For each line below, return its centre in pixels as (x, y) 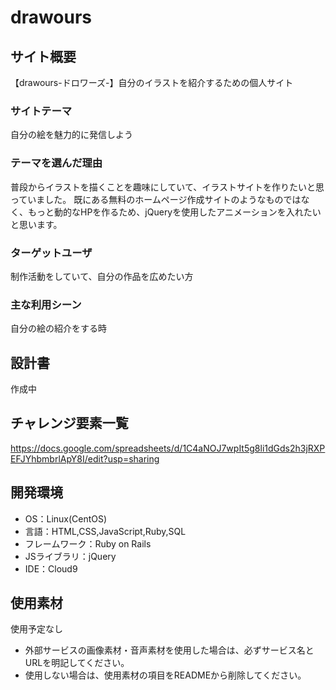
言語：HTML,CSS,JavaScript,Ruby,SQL (105, 531)
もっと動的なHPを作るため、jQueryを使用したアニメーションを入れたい (174, 212)
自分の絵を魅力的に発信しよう (71, 135)
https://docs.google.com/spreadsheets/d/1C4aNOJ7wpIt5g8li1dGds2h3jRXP (168, 448)
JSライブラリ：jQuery (70, 556)
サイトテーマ (41, 111)
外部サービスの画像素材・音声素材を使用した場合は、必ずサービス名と (169, 650)
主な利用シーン (46, 304)
